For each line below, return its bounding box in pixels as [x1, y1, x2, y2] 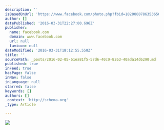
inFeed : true [5, 66, 32, 71]
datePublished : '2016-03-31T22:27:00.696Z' [5, 20, 95, 26]
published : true [5, 61, 38, 66]
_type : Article [5, 102, 36, 107]
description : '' [5, 7, 38, 12]
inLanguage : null [5, 79, 41, 84]
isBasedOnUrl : [5, 12, 34, 17]
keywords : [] [5, 89, 32, 93]
